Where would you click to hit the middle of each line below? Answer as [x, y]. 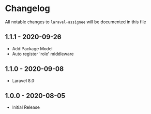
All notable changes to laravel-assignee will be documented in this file [75, 22]
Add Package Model [32, 48]
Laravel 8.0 [23, 81]
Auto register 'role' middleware [43, 54]
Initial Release [26, 107]
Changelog [28, 8]
